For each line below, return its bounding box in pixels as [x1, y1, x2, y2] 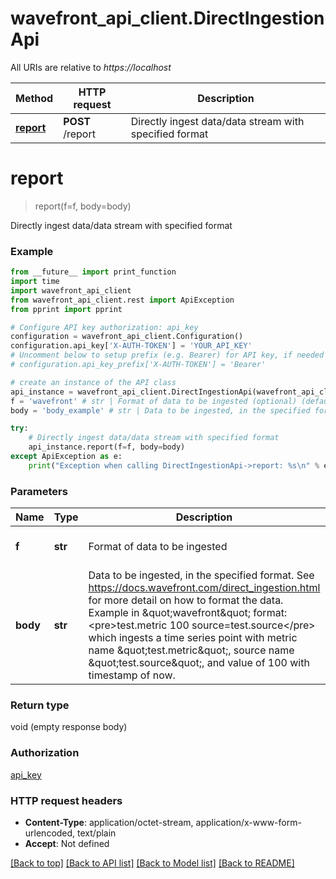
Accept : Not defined [24, 837, 110, 849]
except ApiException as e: [10, 452, 123, 462]
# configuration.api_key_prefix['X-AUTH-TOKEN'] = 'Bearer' [10, 360, 267, 370]
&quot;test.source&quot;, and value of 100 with [88, 656, 310, 670]
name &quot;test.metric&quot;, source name [88, 643, 295, 657]
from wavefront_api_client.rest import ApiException [10, 295, 235, 305]
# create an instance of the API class [10, 377, 177, 387]
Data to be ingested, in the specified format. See [88, 568, 315, 582]
